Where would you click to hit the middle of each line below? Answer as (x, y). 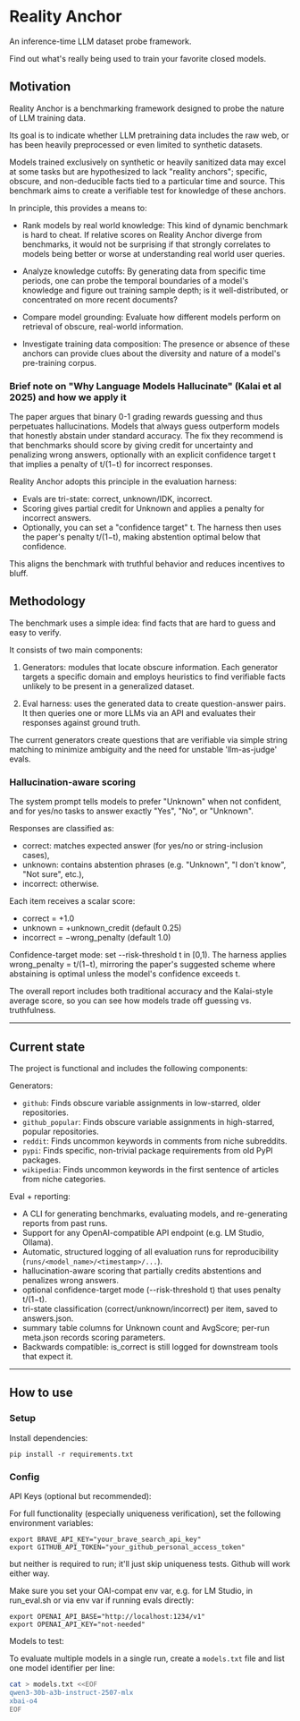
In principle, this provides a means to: (78, 208)
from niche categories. (64, 1179)
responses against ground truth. (81, 722)
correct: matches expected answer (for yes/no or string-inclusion (142, 846)
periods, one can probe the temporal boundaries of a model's (135, 280)
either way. (30, 1573)
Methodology (48, 601)
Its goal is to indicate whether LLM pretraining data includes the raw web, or (149, 135)
